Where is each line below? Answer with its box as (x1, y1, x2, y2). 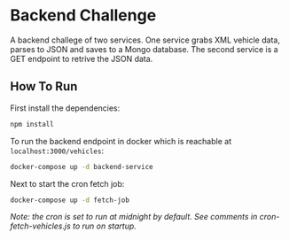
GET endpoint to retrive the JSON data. (10, 53, 153, 64)
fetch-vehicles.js (10, 221, 72, 231)
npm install (10, 120, 54, 128)
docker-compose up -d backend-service (10, 162, 153, 171)
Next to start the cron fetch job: (10, 178, 125, 189)
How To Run (10, 79, 78, 94)
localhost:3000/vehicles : (10, 145, 105, 156)
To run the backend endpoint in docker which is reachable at (10, 135, 232, 146)
